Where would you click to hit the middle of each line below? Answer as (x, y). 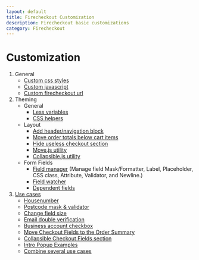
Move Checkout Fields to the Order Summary (79, 232)
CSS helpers (48, 118)
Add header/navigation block (68, 131)
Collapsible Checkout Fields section (68, 239)
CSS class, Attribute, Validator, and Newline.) (88, 176)
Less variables (50, 112)
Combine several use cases (58, 251)
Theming (26, 99)
